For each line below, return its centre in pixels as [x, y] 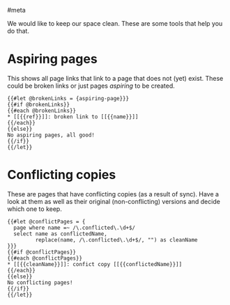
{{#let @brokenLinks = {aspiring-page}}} [68, 98]
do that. [18, 31]
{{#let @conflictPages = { [46, 221]
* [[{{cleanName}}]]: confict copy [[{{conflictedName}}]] [95, 264]
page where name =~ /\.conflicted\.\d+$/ [75, 228]
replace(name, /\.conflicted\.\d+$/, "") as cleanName [116, 240]
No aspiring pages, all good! [51, 135]
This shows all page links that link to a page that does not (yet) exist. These [115, 78]
